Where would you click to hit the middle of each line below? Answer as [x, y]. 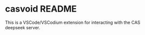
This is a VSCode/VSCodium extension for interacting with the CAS [73, 22]
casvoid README [41, 9]
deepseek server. [23, 27]
